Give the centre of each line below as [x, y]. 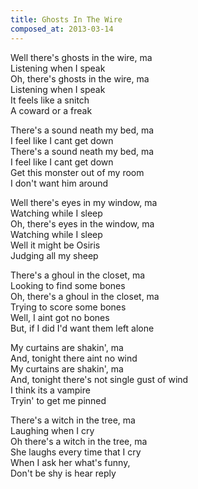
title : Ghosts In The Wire [66, 19]
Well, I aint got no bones [60, 317]
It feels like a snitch [50, 100]
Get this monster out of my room [77, 172]
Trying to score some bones [68, 307]
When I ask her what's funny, [70, 462]
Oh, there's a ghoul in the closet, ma [85, 296]
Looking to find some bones [68, 285]
